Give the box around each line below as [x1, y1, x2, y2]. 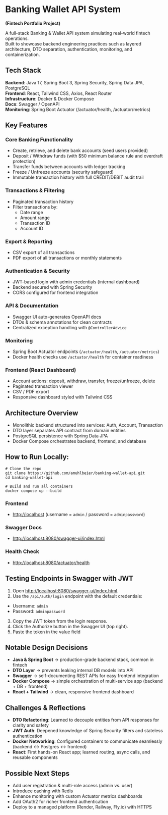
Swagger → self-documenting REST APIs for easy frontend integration [12, 673, 159, 679]
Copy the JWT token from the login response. [12, 618, 107, 624]
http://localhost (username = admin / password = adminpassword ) [12, 512, 145, 518]
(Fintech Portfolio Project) [5, 20, 60, 26]
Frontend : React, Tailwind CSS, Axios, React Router [5, 90, 112, 96]
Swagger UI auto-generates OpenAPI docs [12, 314, 102, 320]
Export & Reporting [5, 238, 53, 245]
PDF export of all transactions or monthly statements [12, 255, 122, 261]
